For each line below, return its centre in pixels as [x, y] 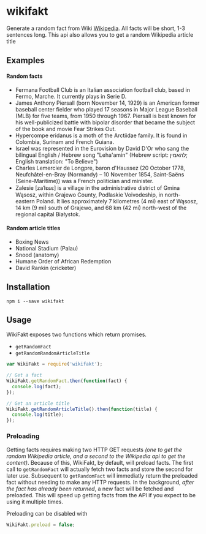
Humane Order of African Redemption [63, 261]
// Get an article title [38, 403]
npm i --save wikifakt [35, 301]
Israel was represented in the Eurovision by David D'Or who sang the [102, 148]
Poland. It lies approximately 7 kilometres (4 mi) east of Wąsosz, [117, 201]
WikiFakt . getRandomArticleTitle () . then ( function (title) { [82, 409]
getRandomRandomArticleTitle [52, 353]
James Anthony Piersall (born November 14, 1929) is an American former [107, 103]
